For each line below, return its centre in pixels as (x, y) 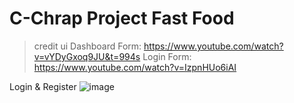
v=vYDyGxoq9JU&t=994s (87, 56)
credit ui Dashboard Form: (87, 46)
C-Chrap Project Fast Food (122, 18)
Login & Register (43, 86)
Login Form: (167, 56)
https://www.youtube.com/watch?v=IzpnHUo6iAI (135, 67)
